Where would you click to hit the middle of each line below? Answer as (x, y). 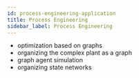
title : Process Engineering (48, 20)
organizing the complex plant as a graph (75, 53)
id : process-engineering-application (62, 13)
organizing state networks (54, 67)
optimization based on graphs (59, 46)
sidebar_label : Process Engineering (60, 26)
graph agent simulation (50, 60)
